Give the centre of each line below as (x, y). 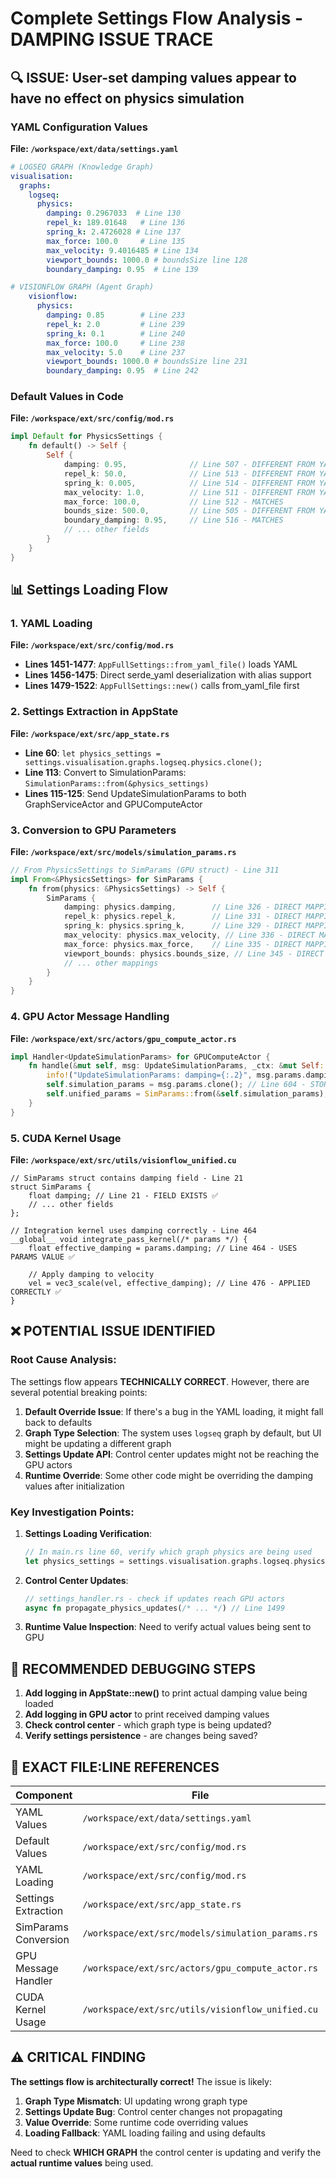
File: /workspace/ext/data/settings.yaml (94, 148)
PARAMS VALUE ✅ (43, 1257)
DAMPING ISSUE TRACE (112, 39)
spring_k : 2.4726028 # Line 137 (114, 232)
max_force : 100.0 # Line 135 (116, 241)
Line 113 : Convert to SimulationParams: (105, 772)
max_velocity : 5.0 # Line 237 (116, 352)
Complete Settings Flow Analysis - (157, 18)
